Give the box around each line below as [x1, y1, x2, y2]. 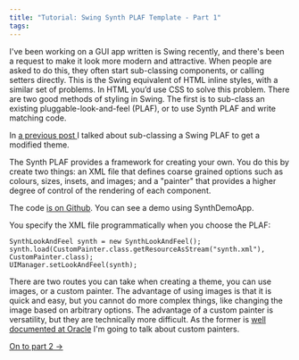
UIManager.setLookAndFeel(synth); [9, 260, 138, 269]
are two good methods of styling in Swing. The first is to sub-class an [9, 93, 265, 104]
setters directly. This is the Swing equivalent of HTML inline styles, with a [9, 74, 278, 85]
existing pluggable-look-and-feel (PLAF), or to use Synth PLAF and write [9, 103, 277, 113]
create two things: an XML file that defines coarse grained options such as [9, 166, 284, 177]
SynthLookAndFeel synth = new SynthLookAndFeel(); [9, 237, 202, 246]
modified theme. [9, 139, 70, 150]
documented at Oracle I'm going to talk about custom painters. [9, 323, 240, 334]
